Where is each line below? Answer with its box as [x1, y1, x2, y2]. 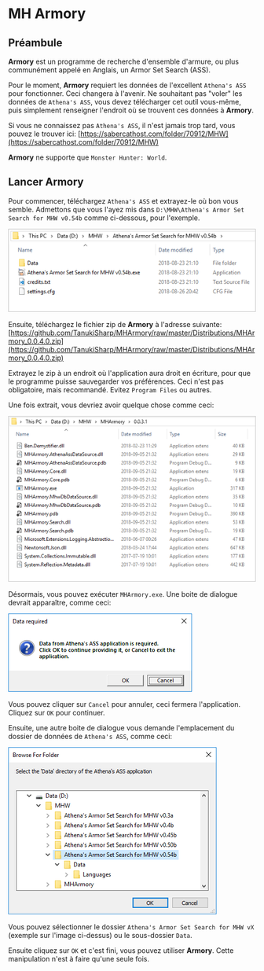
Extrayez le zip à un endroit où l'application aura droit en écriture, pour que [8, 369, 251, 378]
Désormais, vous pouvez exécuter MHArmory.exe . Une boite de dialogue [8, 589, 238, 598]
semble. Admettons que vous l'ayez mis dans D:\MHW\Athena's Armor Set [8, 204, 245, 214]
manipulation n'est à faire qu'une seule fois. [8, 954, 149, 963]
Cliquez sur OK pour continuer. [8, 708, 105, 717]
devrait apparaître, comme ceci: [8, 598, 112, 607]
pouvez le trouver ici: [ [8, 129, 81, 138]
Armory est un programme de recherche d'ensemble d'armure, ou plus [8, 57, 240, 66]
